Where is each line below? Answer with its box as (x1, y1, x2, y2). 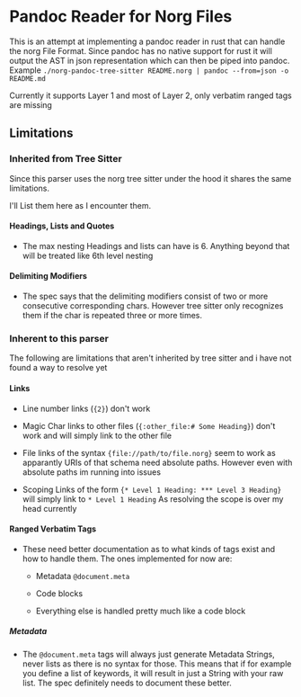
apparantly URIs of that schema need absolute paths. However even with (22, 457, 293, 468)
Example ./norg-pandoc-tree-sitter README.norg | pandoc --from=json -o (9, 65, 289, 76)
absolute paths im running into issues (22, 466, 162, 478)
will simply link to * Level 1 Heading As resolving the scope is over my (22, 493, 284, 505)
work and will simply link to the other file (22, 430, 173, 441)
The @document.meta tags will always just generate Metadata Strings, (22, 648, 276, 659)
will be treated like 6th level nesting (22, 250, 154, 261)
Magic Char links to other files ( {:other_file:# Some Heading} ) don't (22, 420, 276, 431)
